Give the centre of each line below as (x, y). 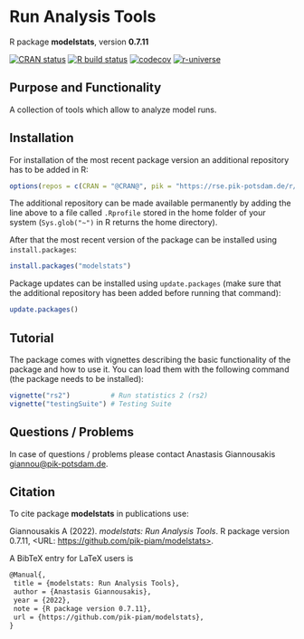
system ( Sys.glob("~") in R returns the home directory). (114, 223)
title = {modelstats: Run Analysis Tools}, (96, 584)
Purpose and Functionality (85, 88)
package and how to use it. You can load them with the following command (149, 369)
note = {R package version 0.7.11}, (82, 608)
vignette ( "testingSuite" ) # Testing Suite (90, 404)
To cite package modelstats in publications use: (99, 514)
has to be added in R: (49, 169)
